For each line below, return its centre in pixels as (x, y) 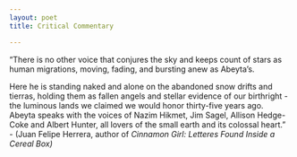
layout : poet (34, 17)
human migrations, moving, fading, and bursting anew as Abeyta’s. (132, 69)
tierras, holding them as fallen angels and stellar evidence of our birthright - (148, 96)
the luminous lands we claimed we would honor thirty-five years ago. (136, 105)
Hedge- (272, 115)
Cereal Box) (31, 144)
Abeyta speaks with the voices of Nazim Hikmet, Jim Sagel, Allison (132, 115)
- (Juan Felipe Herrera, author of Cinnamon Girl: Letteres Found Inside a (142, 134)
